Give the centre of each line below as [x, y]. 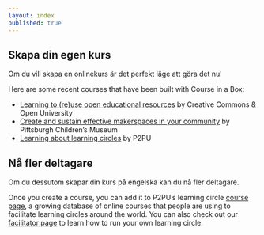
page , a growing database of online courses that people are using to [119, 206]
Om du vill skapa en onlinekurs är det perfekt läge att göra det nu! [115, 74]
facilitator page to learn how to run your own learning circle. [106, 223]
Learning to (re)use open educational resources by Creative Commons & [138, 104]
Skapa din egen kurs [60, 55]
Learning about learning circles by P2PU [85, 138]
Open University [46, 113]
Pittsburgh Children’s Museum [69, 130]
